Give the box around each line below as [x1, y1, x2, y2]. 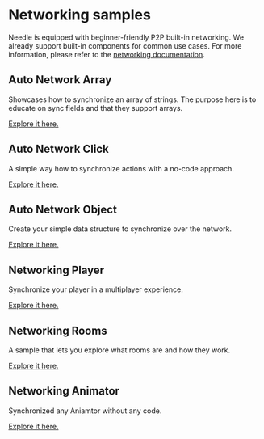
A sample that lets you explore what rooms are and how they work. [8, 345, 231, 355]
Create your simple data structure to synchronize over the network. [8, 224, 233, 234]
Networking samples [8, 6, 151, 24]
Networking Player [8, 263, 105, 276]
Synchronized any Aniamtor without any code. [8, 406, 162, 416]
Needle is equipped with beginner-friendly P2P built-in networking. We [8, 32, 245, 42]
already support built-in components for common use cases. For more [8, 40, 242, 50]
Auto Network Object [8, 202, 117, 216]
